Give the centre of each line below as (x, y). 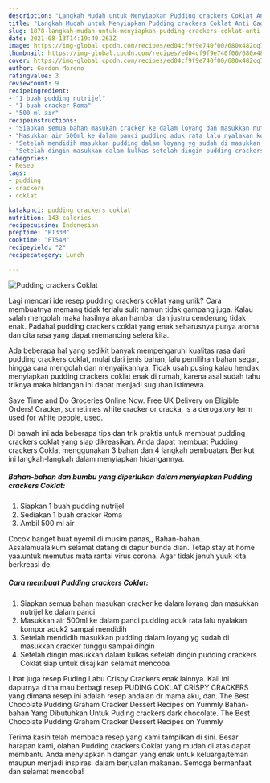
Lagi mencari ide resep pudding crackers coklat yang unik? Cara (115, 300)
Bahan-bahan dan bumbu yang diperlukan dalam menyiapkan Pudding (130, 477)
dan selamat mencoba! (46, 771)
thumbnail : (27, 53)
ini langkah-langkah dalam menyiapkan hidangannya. (96, 458)
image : (19, 46)
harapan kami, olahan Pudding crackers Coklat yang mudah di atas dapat (129, 745)
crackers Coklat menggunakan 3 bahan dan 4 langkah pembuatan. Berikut (131, 450)
